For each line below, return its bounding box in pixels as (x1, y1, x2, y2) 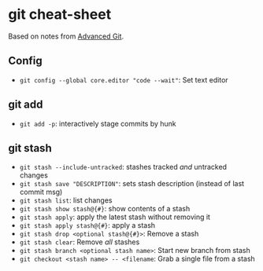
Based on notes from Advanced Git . (8, 31, 124, 41)
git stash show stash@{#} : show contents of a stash (19, 204, 191, 214)
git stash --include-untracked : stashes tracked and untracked (19, 163, 227, 172)
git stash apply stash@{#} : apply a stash (19, 221, 156, 230)
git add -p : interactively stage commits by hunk (19, 119, 177, 128)
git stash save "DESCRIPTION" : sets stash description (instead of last (19, 179, 245, 189)
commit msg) (19, 187, 63, 197)
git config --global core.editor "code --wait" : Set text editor (19, 75, 228, 84)
